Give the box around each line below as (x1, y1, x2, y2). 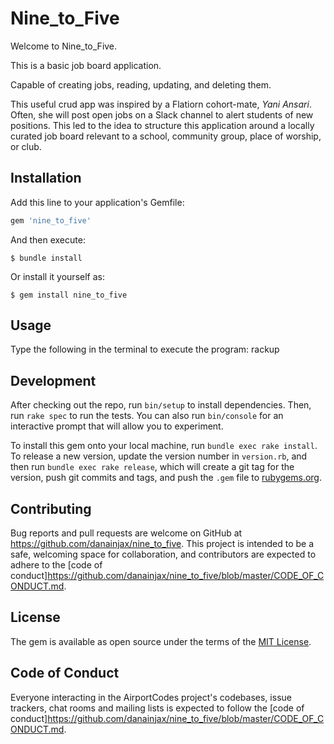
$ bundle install (10, 253, 83, 263)
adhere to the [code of (10, 559, 103, 571)
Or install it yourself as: (10, 270, 105, 282)
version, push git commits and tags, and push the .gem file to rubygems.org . (10, 472, 323, 484)
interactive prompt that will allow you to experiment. (10, 420, 224, 432)
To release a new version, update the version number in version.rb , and (10, 450, 308, 462)
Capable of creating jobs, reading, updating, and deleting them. (10, 78, 272, 91)
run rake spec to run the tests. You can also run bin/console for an (10, 410, 284, 422)
